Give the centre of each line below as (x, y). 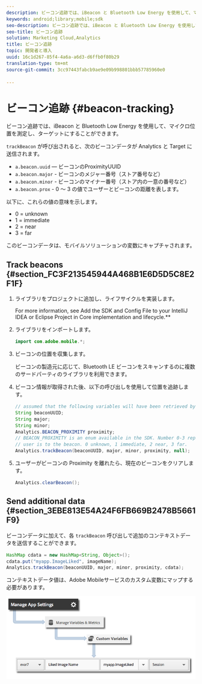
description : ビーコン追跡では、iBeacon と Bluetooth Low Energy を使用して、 (100, 13)
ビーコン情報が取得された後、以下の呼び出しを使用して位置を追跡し (99, 387)
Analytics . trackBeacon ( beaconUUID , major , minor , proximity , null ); (103, 451)
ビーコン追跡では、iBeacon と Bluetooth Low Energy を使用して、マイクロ (98, 126)
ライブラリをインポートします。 (54, 330)
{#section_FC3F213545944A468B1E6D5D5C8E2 (100, 274)
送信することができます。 (48, 543)
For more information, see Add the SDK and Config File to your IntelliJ (101, 311)
